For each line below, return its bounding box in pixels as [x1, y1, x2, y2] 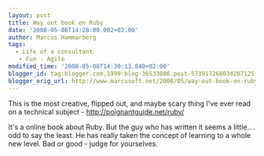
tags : [8, 41, 26, 49]
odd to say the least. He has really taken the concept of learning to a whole [8, 130, 251, 140]
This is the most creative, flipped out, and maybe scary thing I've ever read [8, 99, 251, 108]
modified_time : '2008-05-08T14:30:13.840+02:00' [8, 63, 170, 71]
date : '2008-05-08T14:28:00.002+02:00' [8, 26, 139, 34]
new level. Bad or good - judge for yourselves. [8, 139, 159, 148]
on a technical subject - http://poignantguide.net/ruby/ [8, 107, 185, 116]
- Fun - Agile [18, 56, 65, 63]
